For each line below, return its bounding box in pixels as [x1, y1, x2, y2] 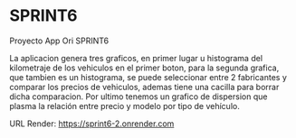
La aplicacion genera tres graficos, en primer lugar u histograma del [9, 52, 263, 63]
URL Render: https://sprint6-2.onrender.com [9, 118, 175, 129]
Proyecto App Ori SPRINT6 [9, 35, 110, 46]
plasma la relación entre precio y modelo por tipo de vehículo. [9, 100, 240, 111]
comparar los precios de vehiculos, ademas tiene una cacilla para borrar [9, 81, 280, 92]
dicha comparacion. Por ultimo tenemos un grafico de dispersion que [9, 91, 268, 102]
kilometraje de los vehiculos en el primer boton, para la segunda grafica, [9, 62, 280, 73]
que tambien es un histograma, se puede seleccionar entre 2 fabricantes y [9, 71, 288, 82]
